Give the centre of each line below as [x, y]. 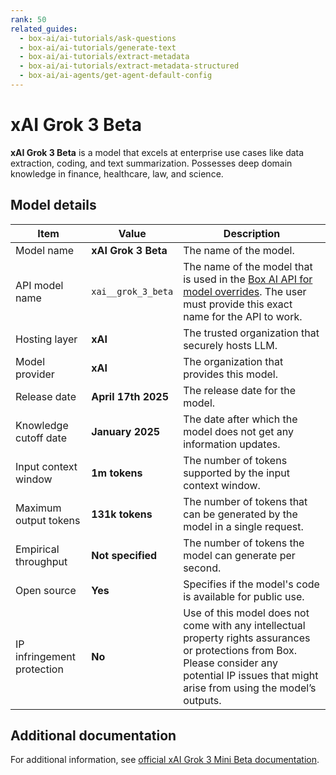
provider [35, 374]
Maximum [38, 508]
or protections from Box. [240, 650]
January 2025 [126, 431]
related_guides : [44, 29]
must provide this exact [238, 304]
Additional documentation [93, 736]
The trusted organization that [251, 333]
